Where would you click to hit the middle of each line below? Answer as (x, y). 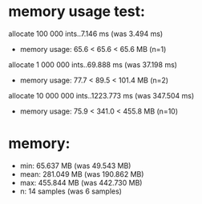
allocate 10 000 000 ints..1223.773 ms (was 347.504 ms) (101, 95)
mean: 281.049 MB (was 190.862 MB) (82, 174)
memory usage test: (77, 12)
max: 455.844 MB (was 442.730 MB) (81, 182)
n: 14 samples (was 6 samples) (71, 191)
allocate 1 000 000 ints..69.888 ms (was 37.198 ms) (93, 64)
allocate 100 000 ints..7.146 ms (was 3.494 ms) (86, 34)
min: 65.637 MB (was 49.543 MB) (75, 166)
